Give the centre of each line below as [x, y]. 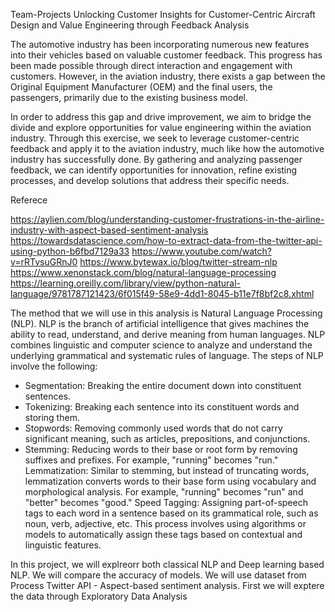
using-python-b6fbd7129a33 [70, 251]
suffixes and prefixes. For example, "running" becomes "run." [151, 460]
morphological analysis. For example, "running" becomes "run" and [164, 492]
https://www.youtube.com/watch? [201, 251]
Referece [29, 200]
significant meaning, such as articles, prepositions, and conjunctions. [167, 438]
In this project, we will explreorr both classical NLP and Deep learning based [167, 564]
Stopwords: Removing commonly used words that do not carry [153, 428]
